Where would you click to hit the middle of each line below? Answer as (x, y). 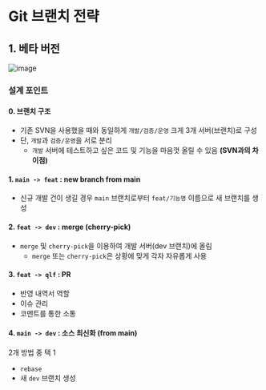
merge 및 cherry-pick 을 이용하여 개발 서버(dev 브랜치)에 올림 (116, 246)
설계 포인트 (28, 90)
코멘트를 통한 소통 (48, 313)
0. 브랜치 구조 (30, 111)
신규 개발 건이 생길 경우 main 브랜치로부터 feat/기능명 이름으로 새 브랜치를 (135, 198)
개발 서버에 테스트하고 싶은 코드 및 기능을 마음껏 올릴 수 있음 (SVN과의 (141, 151)
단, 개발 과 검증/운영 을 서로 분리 (66, 140)
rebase (31, 369)
